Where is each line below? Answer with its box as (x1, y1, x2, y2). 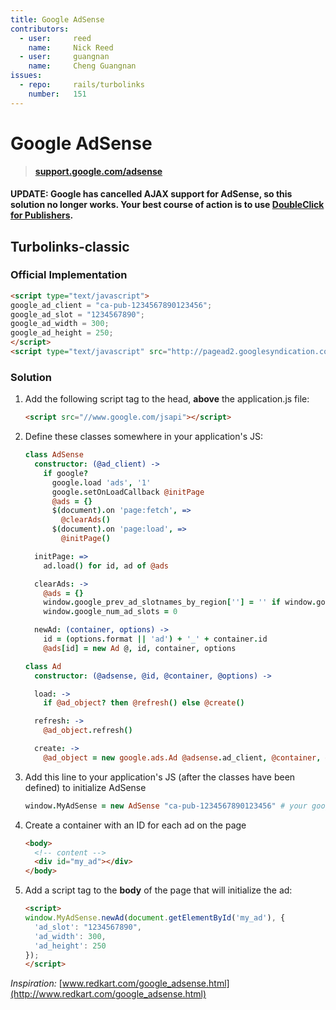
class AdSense (24, 450, 84, 460)
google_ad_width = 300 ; (10, 319, 110, 329)
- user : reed (19, 33, 92, 43)
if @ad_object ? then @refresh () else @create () (43, 698, 245, 708)
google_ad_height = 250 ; (10, 328, 114, 338)
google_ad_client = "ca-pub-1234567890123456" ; (10, 300, 213, 310)
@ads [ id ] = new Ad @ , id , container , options (43, 643, 237, 653)
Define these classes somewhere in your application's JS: (24, 431, 264, 443)
